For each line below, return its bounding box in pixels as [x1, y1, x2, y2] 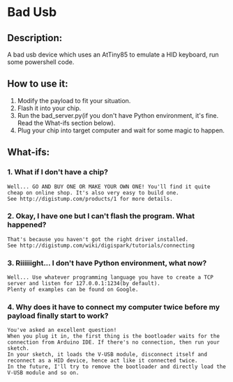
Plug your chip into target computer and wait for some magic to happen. [17, 126, 225, 135]
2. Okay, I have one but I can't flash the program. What [7, 211, 195, 221]
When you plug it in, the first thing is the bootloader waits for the [7, 333, 220, 340]
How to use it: [7, 78, 68, 90]
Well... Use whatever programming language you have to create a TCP [7, 274, 214, 281]
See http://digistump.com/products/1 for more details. [7, 195, 173, 202]
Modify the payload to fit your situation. [17, 96, 131, 105]
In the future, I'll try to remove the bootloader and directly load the [7, 363, 227, 370]
